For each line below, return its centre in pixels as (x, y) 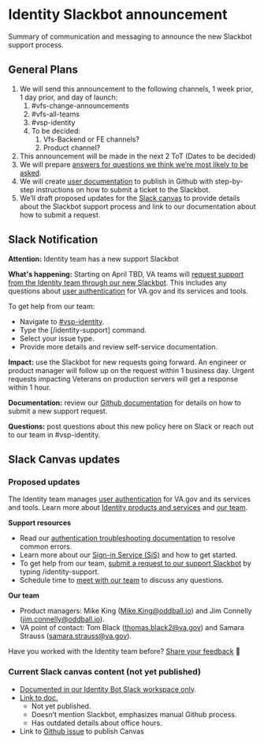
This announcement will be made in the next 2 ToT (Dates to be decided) (138, 156)
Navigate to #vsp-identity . (62, 321)
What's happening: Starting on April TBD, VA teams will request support (126, 274)
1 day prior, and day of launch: (69, 97)
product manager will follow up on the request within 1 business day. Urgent (131, 370)
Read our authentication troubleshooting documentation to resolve (127, 538)
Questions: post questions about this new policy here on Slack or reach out (131, 426)
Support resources (40, 523)
